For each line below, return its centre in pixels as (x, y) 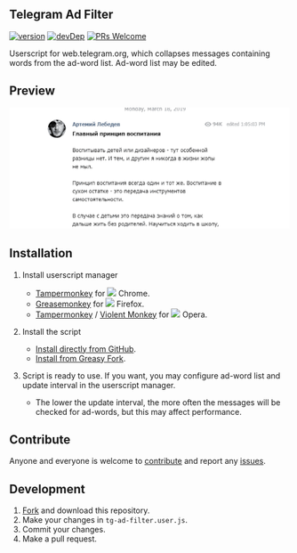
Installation (41, 253)
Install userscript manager (70, 274)
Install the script (52, 331)
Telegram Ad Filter (61, 15)
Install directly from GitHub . (85, 349)
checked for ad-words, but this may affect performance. (138, 411)
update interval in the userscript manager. (99, 385)
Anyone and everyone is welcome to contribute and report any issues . (138, 461)
